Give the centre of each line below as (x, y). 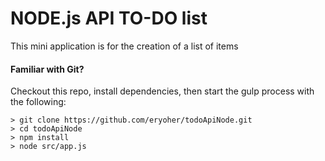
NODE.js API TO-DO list (109, 18)
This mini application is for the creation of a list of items (124, 46)
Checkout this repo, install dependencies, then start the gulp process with (162, 91)
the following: (38, 102)
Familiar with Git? (47, 69)
